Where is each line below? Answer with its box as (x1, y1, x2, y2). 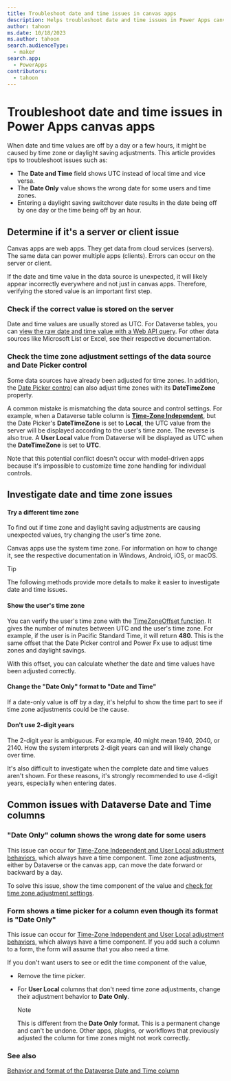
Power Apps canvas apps (7, 119, 155, 135)
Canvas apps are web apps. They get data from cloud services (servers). (7, 244, 214, 252)
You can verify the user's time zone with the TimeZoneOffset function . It (7, 617, 212, 625)
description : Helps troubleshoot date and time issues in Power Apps (7, 17, 211, 23)
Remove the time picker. (16, 971, 86, 980)
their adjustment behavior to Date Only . (16, 992, 129, 1000)
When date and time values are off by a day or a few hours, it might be (7, 141, 207, 150)
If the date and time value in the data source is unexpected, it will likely (7, 272, 208, 281)
